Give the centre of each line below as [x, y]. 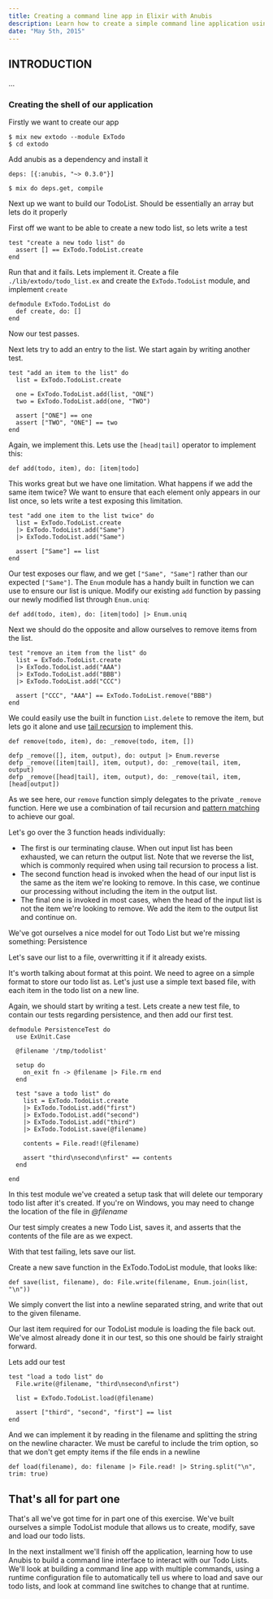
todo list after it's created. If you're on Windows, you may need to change [131, 1203]
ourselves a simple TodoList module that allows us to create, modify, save [132, 1527]
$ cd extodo [28, 144]
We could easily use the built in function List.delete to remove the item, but [136, 718]
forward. [23, 1346]
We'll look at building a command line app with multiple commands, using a [134, 1569]
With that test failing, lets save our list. [72, 1252]
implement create [38, 290]
